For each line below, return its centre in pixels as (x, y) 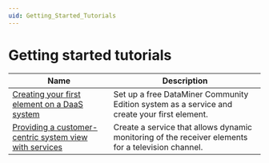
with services (37, 147)
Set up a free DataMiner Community (181, 94)
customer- (77, 127)
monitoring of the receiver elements (181, 137)
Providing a (34, 127)
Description (185, 81)
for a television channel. (158, 147)
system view (64, 137)
